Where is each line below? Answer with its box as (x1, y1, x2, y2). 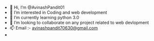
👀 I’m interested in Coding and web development (9, 10, 107, 15)
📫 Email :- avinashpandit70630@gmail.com (9, 25, 98, 31)
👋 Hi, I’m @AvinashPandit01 (9, 5, 65, 10)
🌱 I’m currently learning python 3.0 (9, 15, 79, 20)
